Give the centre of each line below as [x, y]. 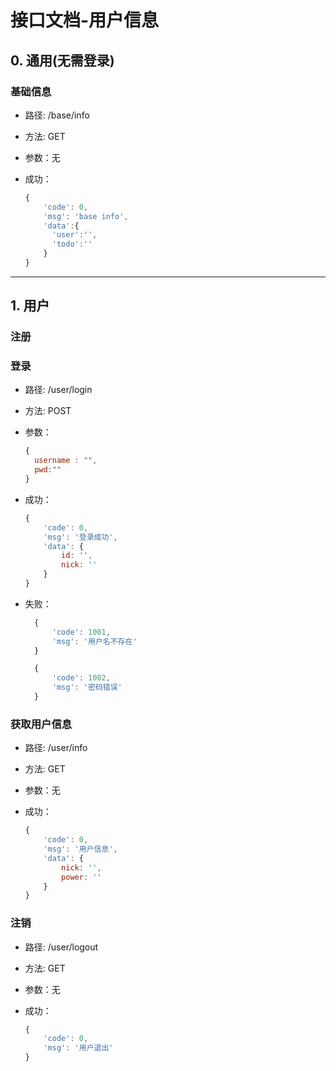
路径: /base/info [57, 115]
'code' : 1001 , [81, 632]
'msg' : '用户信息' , [80, 849]
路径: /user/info [56, 748]
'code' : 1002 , [81, 678]
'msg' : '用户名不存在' [94, 641]
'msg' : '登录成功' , [80, 537]
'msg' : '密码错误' [87, 687]
